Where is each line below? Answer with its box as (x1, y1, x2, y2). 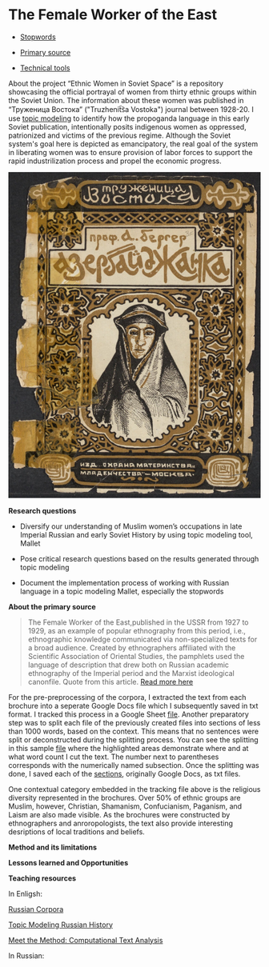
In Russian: (8, 950, 45, 961)
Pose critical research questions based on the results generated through (19, 553, 259, 563)
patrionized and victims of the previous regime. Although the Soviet (8, 130, 231, 140)
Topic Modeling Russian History (8, 920, 114, 929)
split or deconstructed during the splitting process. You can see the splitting (8, 734, 259, 745)
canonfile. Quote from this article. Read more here (27, 677, 194, 686)
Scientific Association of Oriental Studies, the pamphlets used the (27, 651, 245, 661)
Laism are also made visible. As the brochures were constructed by (8, 809, 231, 819)
